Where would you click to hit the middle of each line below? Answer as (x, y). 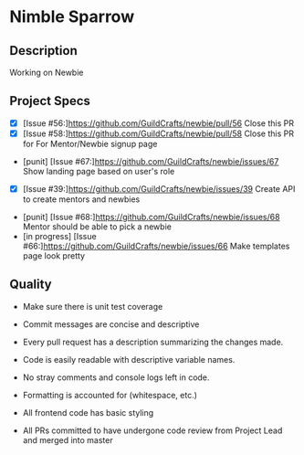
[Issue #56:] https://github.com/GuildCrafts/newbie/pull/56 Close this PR (158, 123)
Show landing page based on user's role (99, 171)
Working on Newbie (47, 72)
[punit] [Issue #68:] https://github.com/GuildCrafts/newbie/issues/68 (151, 217)
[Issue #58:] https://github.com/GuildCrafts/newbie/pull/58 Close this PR (158, 133)
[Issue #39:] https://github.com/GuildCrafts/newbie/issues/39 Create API (159, 188)
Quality (31, 285)
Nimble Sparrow (72, 17)
